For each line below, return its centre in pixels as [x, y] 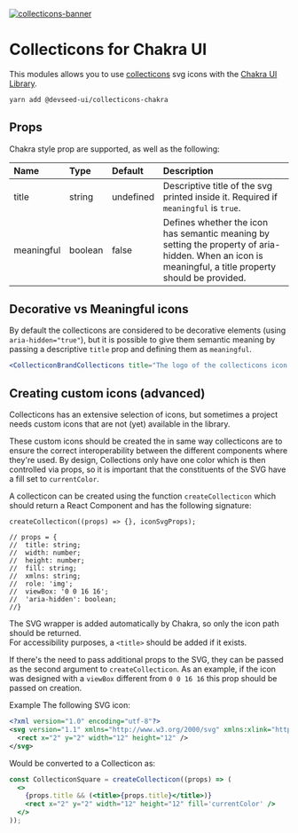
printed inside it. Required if [220, 197]
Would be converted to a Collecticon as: [82, 763]
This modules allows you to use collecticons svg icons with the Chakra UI [143, 74]
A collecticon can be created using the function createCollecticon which [143, 496]
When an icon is [230, 255]
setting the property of [210, 244]
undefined [133, 197]
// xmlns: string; [45, 577]
